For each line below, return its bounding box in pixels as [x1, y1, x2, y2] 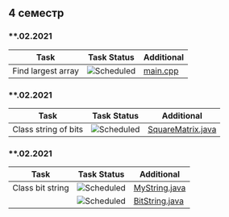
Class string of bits [12, 123, 84, 135]
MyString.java [133, 182, 186, 194]
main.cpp [144, 65, 179, 76]
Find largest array [12, 65, 79, 76]
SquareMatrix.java [148, 123, 217, 135]
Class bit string [12, 182, 69, 194]
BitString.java [133, 195, 184, 207]
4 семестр [8, 6, 65, 20]
